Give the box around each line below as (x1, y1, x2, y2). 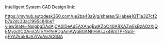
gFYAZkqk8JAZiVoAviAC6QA (5, 33, 63, 39)
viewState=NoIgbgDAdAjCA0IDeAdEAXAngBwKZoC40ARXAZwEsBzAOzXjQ (5, 23, 158, 29)
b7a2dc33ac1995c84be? (5, 19, 55, 24)
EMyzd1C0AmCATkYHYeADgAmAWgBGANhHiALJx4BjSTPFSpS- (5, 29, 135, 34)
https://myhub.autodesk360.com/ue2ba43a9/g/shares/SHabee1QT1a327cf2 (5, 13, 157, 19)
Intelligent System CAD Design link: (5, 4, 76, 10)
